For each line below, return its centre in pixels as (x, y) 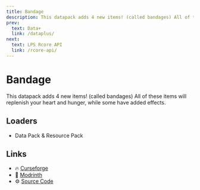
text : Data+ (26, 28)
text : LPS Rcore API (37, 45)
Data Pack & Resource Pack (49, 135)
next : (13, 39)
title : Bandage (25, 12)
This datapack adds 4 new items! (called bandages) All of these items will (96, 96)
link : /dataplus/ (33, 34)
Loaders (22, 121)
